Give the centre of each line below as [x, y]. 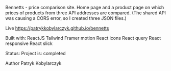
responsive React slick [29, 43]
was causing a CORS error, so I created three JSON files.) [66, 18]
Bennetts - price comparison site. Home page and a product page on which [85, 7]
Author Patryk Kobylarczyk [33, 63]
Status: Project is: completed [35, 53]
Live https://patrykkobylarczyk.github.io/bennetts [57, 28]
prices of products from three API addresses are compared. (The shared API [86, 13]
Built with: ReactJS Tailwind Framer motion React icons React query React [83, 38]
